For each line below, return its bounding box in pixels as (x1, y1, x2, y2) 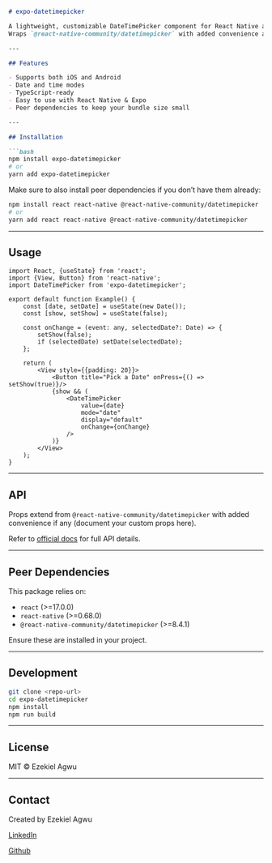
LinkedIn (8, 831, 37, 840)
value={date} (80, 402, 125, 410)
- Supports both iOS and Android (8, 74, 121, 82)
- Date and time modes (8, 81, 85, 89)
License (8, 740, 49, 754)
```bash (8, 147, 35, 156)
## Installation (8, 133, 63, 141)
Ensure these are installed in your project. (8, 635, 147, 645)
